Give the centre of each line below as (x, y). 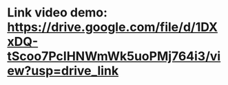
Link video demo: (58, 13)
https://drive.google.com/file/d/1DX (113, 27)
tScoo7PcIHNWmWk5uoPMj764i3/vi (114, 57)
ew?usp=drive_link (63, 71)
